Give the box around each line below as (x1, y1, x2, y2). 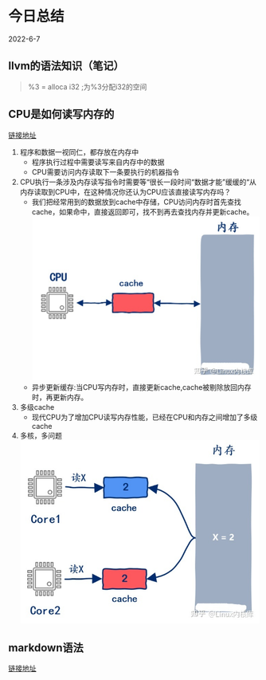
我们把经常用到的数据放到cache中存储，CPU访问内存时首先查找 (31, 197, 241, 206)
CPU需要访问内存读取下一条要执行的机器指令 (31, 167, 180, 176)
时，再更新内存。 (31, 392, 88, 402)
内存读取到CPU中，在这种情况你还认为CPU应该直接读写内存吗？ (19, 187, 231, 196)
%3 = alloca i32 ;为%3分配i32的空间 (27, 81, 147, 92)
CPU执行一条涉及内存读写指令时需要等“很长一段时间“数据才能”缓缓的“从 (19, 177, 257, 187)
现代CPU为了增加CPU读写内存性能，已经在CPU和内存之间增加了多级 (31, 412, 258, 422)
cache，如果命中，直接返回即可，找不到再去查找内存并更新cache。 (31, 206, 254, 216)
